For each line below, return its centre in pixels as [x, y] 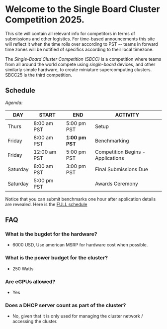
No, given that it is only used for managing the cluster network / [78, 316]
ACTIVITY [127, 114]
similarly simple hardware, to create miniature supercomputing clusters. [79, 69]
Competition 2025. [45, 20]
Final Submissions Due [122, 169]
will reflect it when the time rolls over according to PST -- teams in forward [82, 44]
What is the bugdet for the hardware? [51, 234]
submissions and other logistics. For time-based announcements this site [80, 39]
